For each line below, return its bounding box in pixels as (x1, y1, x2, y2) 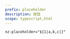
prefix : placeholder (5, 7, 47, 12)
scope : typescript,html (5, 16, 53, 21)
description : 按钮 (5, 12, 41, 17)
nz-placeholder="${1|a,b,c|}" (5, 30, 66, 35)
